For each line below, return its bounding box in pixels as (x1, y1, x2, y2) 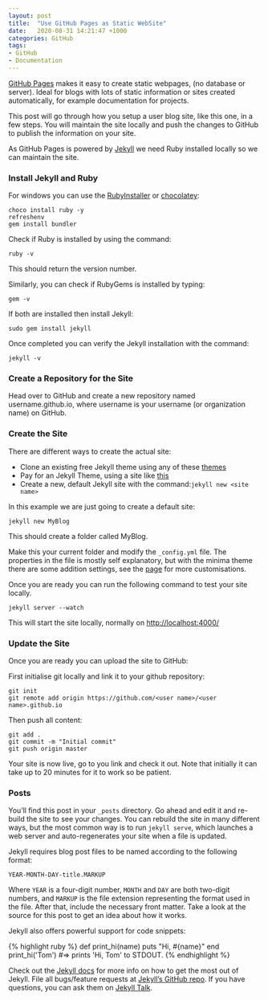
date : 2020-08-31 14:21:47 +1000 (8, 27, 128, 35)
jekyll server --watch (8, 603, 84, 611)
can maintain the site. (8, 152, 79, 161)
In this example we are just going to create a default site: (8, 501, 195, 511)
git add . (8, 731, 42, 739)
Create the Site (8, 428, 68, 439)
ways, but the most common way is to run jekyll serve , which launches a (8, 822, 254, 832)
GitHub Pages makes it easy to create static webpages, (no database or (8, 78, 246, 88)
